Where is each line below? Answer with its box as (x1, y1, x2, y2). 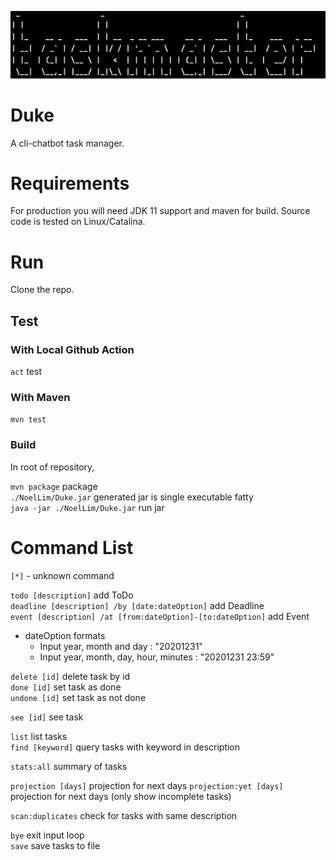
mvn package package (10, 480, 98, 492)
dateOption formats (24, 629, 106, 641)
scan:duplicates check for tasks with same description (10, 809, 238, 821)
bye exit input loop (10, 829, 85, 841)
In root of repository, (10, 461, 95, 473)
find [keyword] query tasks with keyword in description (10, 741, 241, 753)
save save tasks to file (10, 839, 101, 851)
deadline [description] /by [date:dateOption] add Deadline (10, 599, 265, 611)
